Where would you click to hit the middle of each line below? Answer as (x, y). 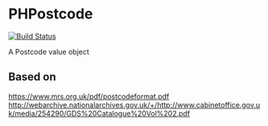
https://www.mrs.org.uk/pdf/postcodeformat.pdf (89, 96)
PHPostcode (51, 14)
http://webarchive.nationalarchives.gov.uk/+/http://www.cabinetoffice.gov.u (134, 104)
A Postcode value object (49, 51)
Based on (32, 77)
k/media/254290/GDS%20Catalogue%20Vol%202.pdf (99, 113)
